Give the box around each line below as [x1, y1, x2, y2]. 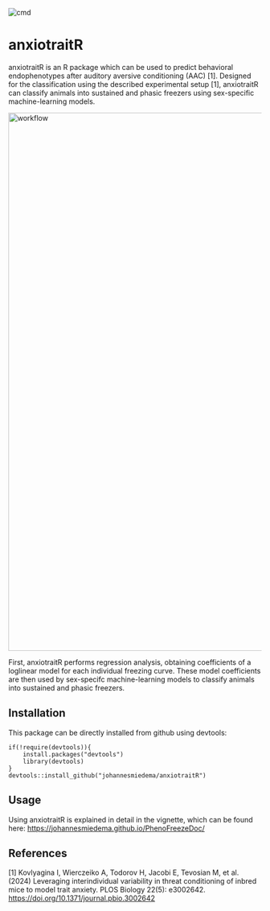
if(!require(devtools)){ [8, 743, 92, 752]
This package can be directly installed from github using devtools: [8, 728, 227, 737]
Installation [8, 707, 66, 720]
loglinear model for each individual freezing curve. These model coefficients [8, 666, 261, 675]
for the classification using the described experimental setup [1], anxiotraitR [8, 79, 259, 89]
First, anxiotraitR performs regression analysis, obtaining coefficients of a [8, 657, 252, 667]
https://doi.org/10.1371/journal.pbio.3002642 [8, 893, 155, 903]
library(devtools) [22, 757, 84, 765]
